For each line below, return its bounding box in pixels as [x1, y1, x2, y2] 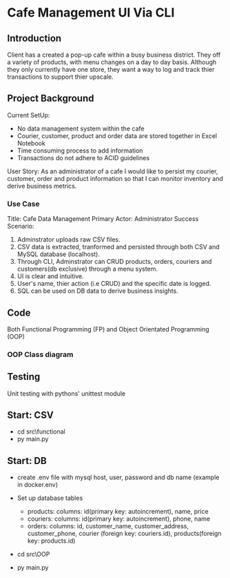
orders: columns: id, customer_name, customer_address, [27, 522, 189, 530]
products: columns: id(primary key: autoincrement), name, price [27, 508, 209, 516]
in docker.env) [17, 481, 59, 489]
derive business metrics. [7, 182, 77, 190]
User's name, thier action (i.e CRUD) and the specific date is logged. [17, 280, 211, 288]
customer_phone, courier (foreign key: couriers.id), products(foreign [27, 530, 222, 538]
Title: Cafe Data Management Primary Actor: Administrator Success [7, 215, 199, 223]
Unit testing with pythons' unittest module [7, 389, 126, 398]
